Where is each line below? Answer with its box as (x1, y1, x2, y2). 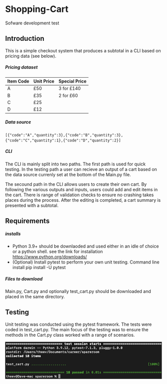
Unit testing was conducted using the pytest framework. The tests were (5, 321, 152, 327)
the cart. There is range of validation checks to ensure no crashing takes (5, 192, 154, 198)
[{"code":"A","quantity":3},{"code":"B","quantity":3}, (5, 132, 123, 137)
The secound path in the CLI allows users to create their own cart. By (5, 181, 147, 187)
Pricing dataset (5, 64, 38, 70)
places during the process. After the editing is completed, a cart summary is (5, 197, 161, 203)
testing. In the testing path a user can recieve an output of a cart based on (5, 166, 158, 172)
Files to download (5, 275, 43, 282)
